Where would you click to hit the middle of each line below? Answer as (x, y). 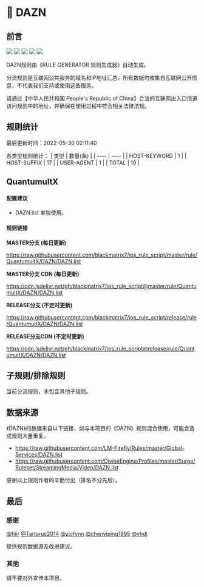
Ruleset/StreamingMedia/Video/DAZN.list (67, 468)
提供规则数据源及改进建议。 (41, 546)
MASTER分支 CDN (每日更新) (43, 274)
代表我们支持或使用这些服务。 (59, 85)
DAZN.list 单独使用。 (41, 213)
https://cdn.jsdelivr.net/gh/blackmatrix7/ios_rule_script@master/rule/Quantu (102, 286)
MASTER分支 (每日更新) (36, 243)
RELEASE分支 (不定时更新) (39, 305)
